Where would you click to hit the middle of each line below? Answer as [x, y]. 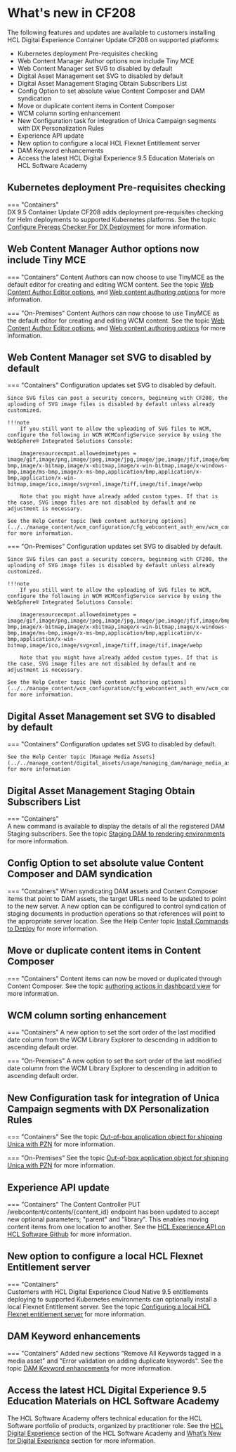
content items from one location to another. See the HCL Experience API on [117, 1227]
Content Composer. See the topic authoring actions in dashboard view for [114, 986]
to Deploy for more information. [53, 928]
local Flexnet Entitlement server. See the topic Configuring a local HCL [109, 1307]
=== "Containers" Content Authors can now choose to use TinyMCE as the [116, 277]
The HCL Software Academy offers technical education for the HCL [105, 1418]
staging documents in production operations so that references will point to [116, 913]
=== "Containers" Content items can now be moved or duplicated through [115, 978]
